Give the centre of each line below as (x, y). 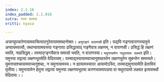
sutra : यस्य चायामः (21, 19)
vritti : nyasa (20, 23)
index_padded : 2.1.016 (28, 14)
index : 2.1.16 (20, 10)
